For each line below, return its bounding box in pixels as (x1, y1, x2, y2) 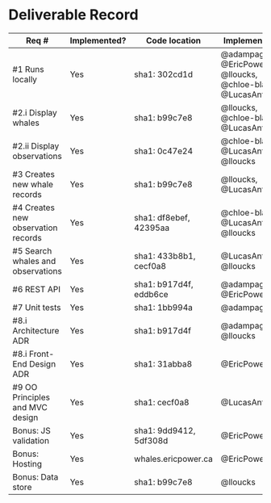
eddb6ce (134, 288, 169, 300)
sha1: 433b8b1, (134, 250, 196, 262)
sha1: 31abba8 (134, 358, 193, 369)
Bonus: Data (12, 471, 59, 482)
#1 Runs (12, 63, 44, 74)
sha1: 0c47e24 (134, 145, 194, 157)
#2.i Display (12, 107, 58, 118)
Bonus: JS (12, 425, 51, 436)
